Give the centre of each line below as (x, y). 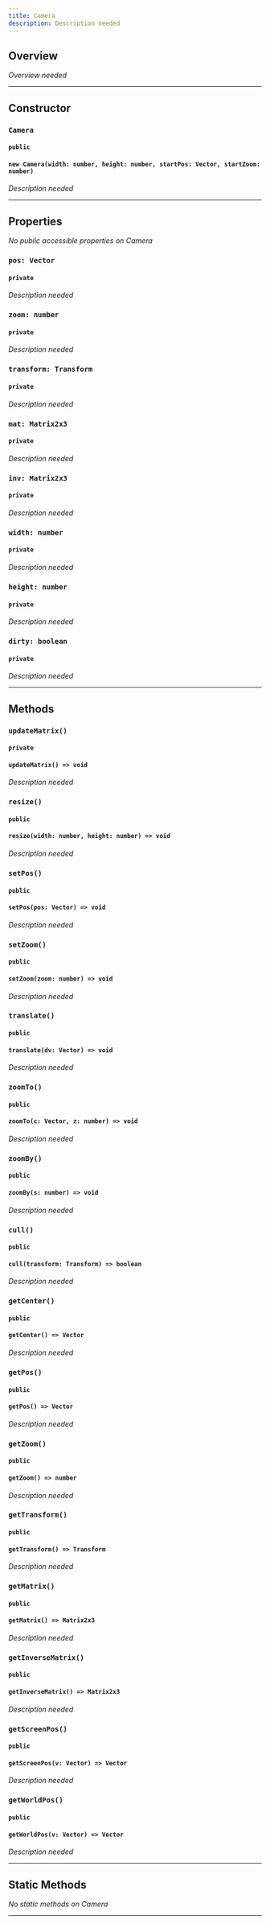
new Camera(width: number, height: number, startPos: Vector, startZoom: (135, 164)
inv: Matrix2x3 (38, 478)
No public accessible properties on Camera (80, 241)
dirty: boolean (38, 642)
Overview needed (37, 75)
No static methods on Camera (58, 1904)
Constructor (39, 108)
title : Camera (32, 16)
